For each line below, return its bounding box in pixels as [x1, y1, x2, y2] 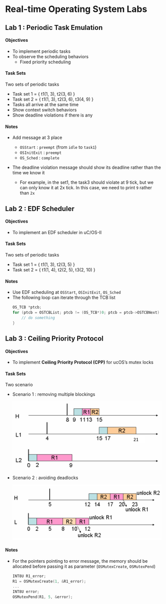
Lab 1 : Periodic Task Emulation [5, 23, 103, 32]
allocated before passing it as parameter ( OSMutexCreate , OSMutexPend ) [12, 563, 156, 569]
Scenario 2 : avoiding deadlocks [12, 475, 79, 481]
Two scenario [5, 382, 33, 388]
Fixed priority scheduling [19, 59, 71, 65]
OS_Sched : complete [19, 155, 60, 161]
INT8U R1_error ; [12, 574, 46, 579]
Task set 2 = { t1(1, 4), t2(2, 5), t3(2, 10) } [12, 266, 95, 272]
